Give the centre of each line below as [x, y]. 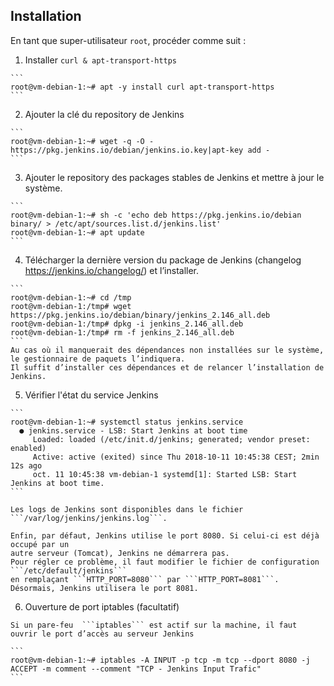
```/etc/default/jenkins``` [69, 570]
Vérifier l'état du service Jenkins [91, 395]
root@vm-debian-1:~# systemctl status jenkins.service [127, 422]
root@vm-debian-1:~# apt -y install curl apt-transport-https [142, 87]
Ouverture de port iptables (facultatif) [102, 606]
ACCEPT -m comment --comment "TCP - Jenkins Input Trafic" [136, 669]
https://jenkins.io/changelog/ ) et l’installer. [112, 270]
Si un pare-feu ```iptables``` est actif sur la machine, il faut [154, 625]
